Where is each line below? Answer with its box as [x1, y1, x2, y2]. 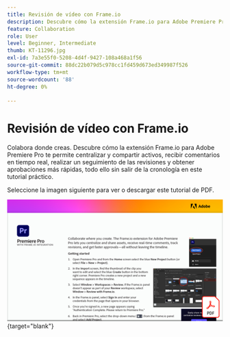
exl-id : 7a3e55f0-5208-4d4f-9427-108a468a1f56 [7, 55, 142, 62]
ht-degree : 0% [7, 83, 48, 90]
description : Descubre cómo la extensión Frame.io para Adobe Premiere [7, 18, 216, 25]
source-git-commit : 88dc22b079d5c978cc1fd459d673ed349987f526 [7, 62, 188, 68]
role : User [7, 33, 38, 40]
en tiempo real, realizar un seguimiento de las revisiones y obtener [7, 158, 195, 166]
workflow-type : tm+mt [7, 68, 69, 75]
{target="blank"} [7, 322, 54, 330]
